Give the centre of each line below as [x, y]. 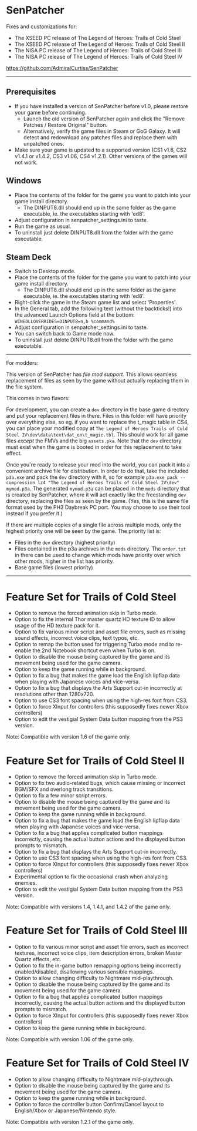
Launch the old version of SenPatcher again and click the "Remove [104, 119]
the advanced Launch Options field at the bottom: [74, 315]
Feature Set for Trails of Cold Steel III [97, 930]
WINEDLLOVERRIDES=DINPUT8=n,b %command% [64, 322]
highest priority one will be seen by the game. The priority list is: [84, 531]
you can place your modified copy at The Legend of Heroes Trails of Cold [97, 428]
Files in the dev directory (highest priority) [65, 543]
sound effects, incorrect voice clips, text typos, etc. [77, 638]
